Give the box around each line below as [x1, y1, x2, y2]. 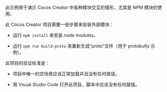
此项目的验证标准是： [5, 60, 50, 66]
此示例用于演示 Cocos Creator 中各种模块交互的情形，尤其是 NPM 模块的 [5, 5, 158, 10]
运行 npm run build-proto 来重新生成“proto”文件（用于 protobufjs [12, 43, 150, 49]
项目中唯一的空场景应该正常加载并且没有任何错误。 [12, 71, 120, 77]
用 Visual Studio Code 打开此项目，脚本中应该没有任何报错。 [12, 81, 140, 87]
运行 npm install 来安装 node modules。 [12, 32, 98, 38]
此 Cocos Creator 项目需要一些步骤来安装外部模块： [5, 22, 114, 27]
